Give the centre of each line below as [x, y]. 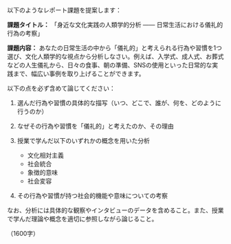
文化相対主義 [45, 155]
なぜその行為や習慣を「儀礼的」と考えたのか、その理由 [95, 126]
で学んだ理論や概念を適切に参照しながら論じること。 [82, 219]
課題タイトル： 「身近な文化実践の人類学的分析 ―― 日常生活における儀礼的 [115, 25]
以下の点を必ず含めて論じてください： [61, 88]
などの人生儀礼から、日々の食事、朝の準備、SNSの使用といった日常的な [110, 65]
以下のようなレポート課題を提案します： [64, 10]
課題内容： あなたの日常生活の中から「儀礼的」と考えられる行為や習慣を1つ [114, 48]
